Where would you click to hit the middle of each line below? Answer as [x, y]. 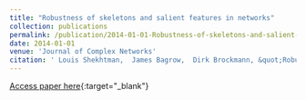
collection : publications [58, 26]
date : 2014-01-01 [42, 43]
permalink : [30, 35]
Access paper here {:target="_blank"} [79, 86]
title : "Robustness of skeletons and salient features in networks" [142, 18]
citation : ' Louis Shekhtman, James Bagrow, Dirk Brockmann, [132, 60]
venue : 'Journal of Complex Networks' [83, 52]
